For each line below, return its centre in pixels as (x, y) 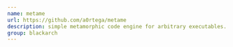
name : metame (26, 13)
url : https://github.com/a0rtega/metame (67, 20)
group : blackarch (33, 33)
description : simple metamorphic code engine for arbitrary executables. (117, 26)
